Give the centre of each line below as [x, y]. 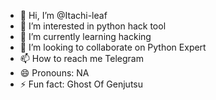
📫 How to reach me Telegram [81, 58]
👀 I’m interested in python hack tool [93, 26]
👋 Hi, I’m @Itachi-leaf [63, 15]
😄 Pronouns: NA [54, 73]
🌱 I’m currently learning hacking [85, 36]
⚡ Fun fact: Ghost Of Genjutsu [81, 84]
